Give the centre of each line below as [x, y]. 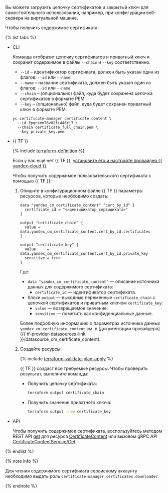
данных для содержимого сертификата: [70, 287]
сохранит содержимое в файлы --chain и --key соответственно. [81, 62]
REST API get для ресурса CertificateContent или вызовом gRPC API [85, 436]
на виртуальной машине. [51, 18]
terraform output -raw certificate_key [69, 412]
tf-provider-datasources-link [56, 334]
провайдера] [146, 328]
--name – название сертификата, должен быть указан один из [86, 83]
